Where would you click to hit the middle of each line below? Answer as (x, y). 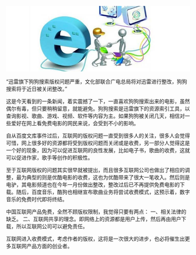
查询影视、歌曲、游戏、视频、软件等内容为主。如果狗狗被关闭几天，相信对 (95, 116)
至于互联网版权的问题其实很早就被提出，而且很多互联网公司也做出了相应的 (95, 170)
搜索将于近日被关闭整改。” (37, 89)
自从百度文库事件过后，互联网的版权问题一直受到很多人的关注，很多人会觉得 (98, 135)
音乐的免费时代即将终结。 (37, 199)
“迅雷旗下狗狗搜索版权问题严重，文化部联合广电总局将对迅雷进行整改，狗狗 (97, 81)
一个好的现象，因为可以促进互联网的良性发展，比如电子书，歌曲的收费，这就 (98, 150)
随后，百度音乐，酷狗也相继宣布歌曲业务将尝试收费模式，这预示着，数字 (103, 192)
